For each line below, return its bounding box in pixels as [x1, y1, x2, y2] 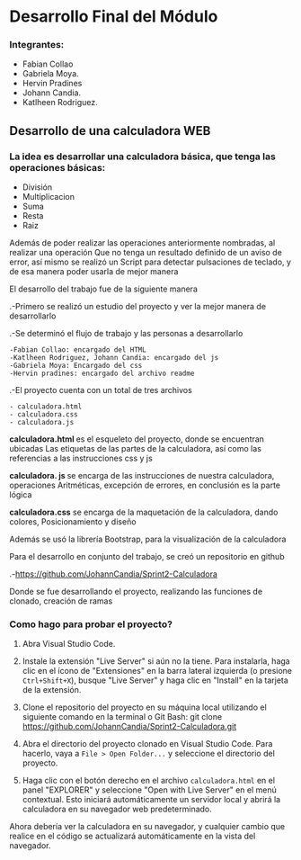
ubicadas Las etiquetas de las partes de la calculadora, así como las [9, 443, 262, 454]
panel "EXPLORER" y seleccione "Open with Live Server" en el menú [22, 784, 277, 795]
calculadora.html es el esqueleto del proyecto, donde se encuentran [9, 434, 265, 444]
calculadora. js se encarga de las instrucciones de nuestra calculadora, [9, 470, 275, 481]
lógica [9, 489, 32, 500]
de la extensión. [22, 685, 82, 695]
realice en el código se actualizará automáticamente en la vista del [9, 830, 256, 842]
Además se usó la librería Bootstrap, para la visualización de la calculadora [9, 533, 287, 545]
